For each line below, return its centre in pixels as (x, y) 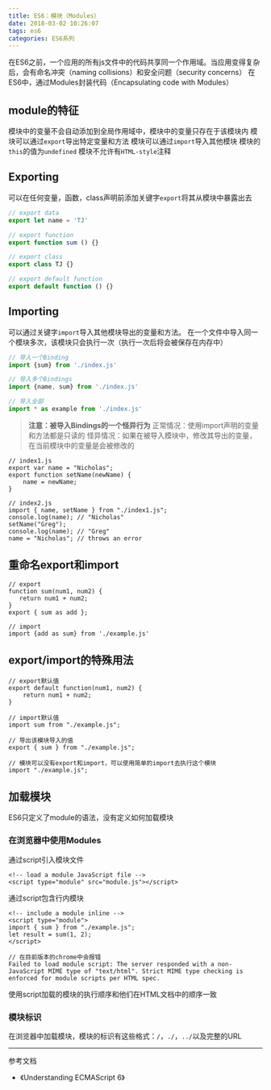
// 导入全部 (26, 401)
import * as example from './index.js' (75, 409)
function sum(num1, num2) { (56, 591)
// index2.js (30, 503)
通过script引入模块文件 (46, 859)
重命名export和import (64, 565)
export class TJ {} (41, 264)
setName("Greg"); (38, 524)
